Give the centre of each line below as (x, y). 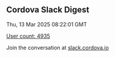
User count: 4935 (28, 36)
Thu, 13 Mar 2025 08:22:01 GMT (47, 24)
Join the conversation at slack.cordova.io (57, 47)
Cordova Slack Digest (48, 10)
